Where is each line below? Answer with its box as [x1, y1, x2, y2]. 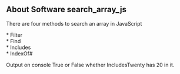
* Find [6, 37, 21, 44]
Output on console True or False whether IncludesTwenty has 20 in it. [6, 61, 175, 68]
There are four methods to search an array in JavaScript [6, 20, 142, 27]
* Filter [6, 31, 23, 38]
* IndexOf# [6, 50, 33, 57]
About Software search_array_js [6, 5, 126, 15]
